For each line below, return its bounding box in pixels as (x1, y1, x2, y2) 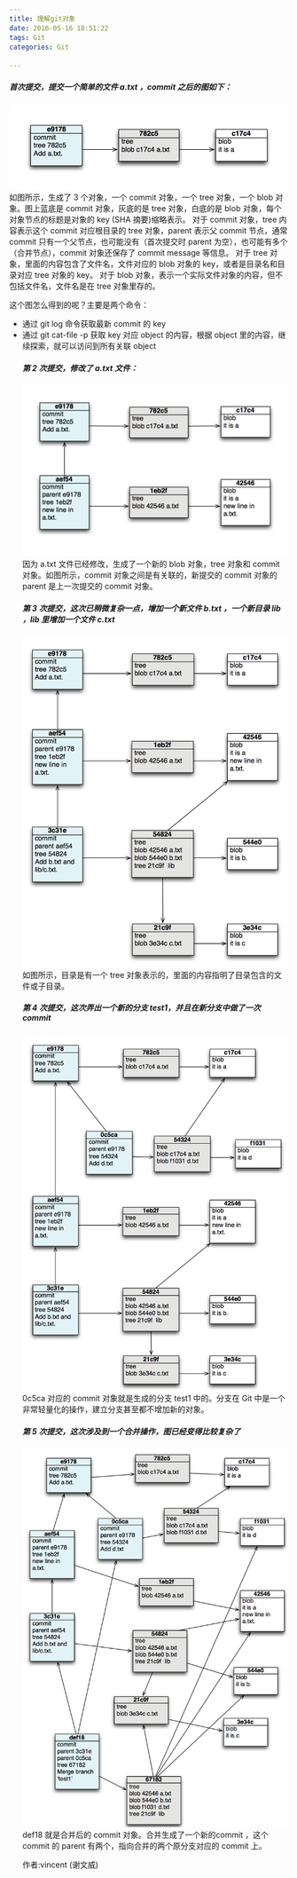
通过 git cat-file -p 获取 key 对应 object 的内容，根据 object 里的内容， (21, 329, 278, 340)
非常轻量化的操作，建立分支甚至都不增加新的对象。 (21, 1403, 209, 1415)
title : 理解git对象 (9, 14, 76, 23)
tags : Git (9, 33, 46, 42)
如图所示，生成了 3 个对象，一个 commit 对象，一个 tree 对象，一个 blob (9, 192, 273, 202)
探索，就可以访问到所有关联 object (29, 340, 157, 351)
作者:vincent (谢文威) (21, 1859, 99, 1870)
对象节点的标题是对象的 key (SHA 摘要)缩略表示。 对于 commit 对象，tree (9, 214, 277, 225)
